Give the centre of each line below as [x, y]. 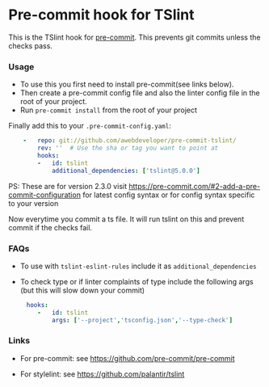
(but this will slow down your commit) [82, 290]
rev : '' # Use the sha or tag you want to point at [128, 148]
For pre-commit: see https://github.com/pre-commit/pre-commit [128, 358]
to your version [34, 203]
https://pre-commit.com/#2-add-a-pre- [195, 186]
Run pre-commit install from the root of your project [109, 110]
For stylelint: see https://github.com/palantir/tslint [102, 374]
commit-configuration [44, 195]
